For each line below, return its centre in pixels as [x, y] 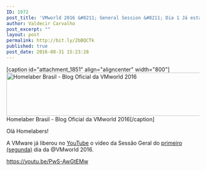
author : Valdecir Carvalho [41, 23]
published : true [27, 47]
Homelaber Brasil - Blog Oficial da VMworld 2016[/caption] [81, 119]
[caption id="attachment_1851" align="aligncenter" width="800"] [88, 69]
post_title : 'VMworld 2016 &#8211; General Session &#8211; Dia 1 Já [97, 18]
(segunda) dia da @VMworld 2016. [50, 149]
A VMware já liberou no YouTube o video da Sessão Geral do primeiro [94, 143]
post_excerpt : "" [29, 29]
